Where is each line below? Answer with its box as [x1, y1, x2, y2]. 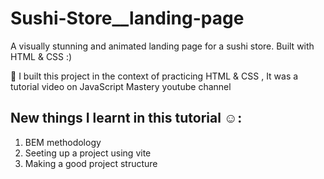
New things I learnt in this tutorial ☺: [10, 110, 243, 127]
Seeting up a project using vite [24, 147, 152, 159]
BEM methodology [24, 136, 102, 148]
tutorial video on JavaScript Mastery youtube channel [10, 80, 232, 92]
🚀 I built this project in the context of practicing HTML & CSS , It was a [10, 70, 299, 82]
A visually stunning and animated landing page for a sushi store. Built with [10, 40, 315, 52]
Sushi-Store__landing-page [10, 7, 245, 30]
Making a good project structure [24, 157, 158, 169]
